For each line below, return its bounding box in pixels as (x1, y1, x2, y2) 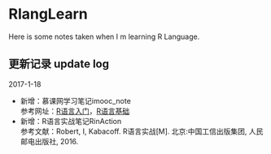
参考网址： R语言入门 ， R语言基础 (20, 106, 130, 116)
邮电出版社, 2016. (20, 136, 79, 146)
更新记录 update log (8, 58, 110, 71)
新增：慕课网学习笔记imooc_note (20, 96, 132, 105)
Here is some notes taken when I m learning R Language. (8, 32, 200, 41)
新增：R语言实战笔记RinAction (20, 116, 122, 126)
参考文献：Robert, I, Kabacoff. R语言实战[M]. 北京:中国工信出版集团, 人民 (20, 126, 264, 136)
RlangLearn (8, 5, 88, 24)
